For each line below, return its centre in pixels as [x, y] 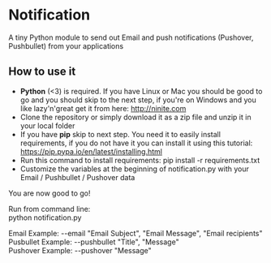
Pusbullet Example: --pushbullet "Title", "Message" [94, 242]
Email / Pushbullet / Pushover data [77, 177]
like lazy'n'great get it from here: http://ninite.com [103, 108]
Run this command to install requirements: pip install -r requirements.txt [140, 160]
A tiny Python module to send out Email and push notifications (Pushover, [131, 37]
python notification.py [45, 218]
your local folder [47, 125]
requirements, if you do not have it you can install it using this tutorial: [136, 143]
